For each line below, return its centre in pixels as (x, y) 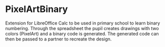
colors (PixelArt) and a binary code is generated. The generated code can (82, 33)
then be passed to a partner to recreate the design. (58, 39)
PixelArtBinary (37, 9)
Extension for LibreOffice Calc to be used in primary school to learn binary (83, 23)
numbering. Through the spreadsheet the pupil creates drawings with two (82, 28)
